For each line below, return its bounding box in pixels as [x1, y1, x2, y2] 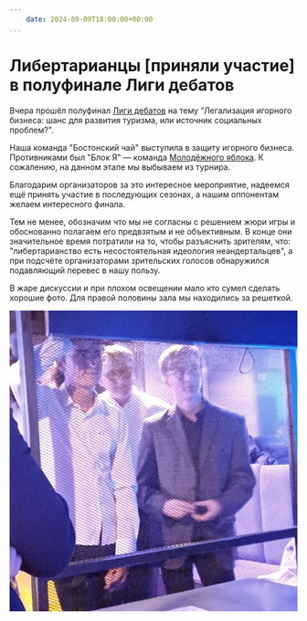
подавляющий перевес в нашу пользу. [9, 265, 161, 276]
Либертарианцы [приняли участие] [9, 55, 295, 76]
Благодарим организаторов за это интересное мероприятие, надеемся [9, 179, 290, 190]
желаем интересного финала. [9, 198, 126, 209]
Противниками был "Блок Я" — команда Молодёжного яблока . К [9, 152, 265, 163]
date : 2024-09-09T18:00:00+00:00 [26, 15, 153, 24]
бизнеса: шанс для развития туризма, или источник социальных [9, 114, 262, 125]
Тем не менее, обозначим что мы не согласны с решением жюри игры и [9, 216, 295, 227]
